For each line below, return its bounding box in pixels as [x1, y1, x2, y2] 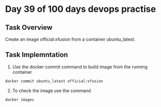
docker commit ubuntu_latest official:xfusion [5, 78, 103, 84]
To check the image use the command [12, 88, 91, 94]
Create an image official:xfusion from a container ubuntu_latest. [5, 36, 136, 42]
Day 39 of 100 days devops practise [5, 3, 157, 15]
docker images [5, 97, 35, 102]
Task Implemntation [5, 51, 68, 59]
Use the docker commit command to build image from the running [12, 63, 148, 70]
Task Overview [5, 23, 53, 32]
